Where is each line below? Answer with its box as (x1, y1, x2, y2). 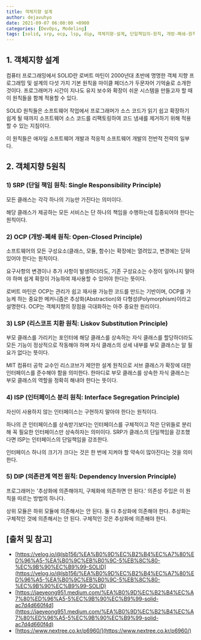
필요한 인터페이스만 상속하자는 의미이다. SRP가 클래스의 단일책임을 (19, 428, 175, 435)
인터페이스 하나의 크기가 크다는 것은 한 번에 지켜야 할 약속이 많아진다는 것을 (6, 448, 182, 456)
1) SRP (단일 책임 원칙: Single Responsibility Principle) (6, 181, 162, 190)
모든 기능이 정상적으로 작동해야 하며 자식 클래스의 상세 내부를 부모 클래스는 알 (6, 341, 187, 348)
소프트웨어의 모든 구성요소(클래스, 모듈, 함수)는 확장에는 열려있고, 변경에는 (6, 247, 179, 254)
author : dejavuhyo (6, 14, 52, 20)
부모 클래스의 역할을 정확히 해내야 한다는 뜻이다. (6, 377, 118, 384)
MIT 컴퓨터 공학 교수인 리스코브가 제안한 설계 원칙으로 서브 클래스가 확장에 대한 (6, 362, 191, 369)
